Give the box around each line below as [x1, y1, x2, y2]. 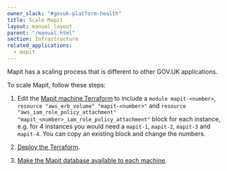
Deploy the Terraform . [17, 143, 81, 151]
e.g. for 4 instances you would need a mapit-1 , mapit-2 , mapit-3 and [17, 122, 211, 130]
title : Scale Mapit [7, 17, 63, 23]
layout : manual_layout [7, 23, 72, 30]
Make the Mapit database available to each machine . [17, 156, 168, 164]
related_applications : [7, 42, 72, 49]
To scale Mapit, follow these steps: [7, 81, 106, 89]
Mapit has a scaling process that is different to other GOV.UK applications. [7, 67, 218, 76]
